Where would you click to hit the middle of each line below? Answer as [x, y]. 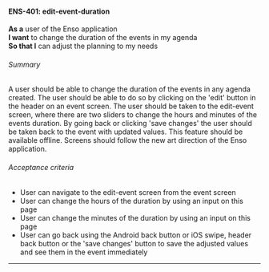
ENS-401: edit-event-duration [59, 11]
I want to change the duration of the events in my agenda [103, 38]
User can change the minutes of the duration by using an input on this [135, 217]
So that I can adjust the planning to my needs [83, 46]
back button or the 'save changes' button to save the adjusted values [134, 243]
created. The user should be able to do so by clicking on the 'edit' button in [132, 98]
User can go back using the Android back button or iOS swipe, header [136, 235]
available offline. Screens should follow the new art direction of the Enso [128, 140]
